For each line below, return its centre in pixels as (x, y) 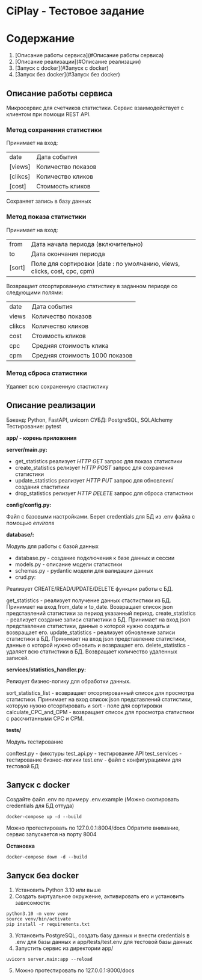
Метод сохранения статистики (54, 129)
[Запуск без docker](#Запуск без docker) (67, 75)
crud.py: (25, 577)
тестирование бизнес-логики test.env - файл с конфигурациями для (94, 760)
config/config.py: (29, 505)
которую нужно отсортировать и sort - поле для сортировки (84, 706)
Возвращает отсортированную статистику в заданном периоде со (92, 286)
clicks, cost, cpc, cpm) (63, 271)
